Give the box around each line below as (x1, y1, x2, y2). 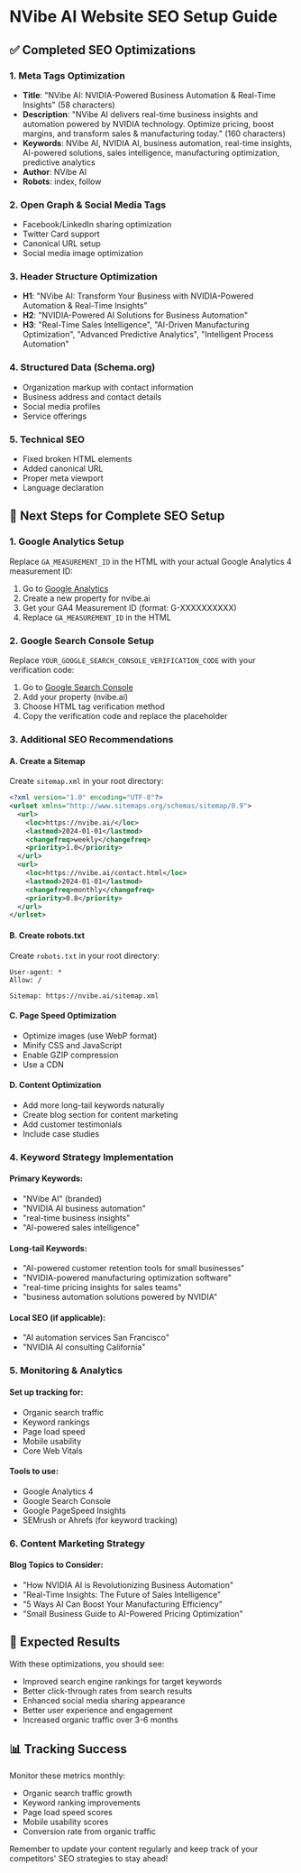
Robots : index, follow (22, 176, 102, 187)
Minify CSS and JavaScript (22, 1039, 123, 1050)
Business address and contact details (22, 391, 162, 402)
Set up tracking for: (9, 1387, 84, 1398)
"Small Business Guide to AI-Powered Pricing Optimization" (22, 1608, 243, 1619)
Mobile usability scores (22, 1816, 109, 1827)
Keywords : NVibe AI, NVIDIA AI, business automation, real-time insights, (22, 137, 293, 148)
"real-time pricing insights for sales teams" (22, 1282, 182, 1293)
